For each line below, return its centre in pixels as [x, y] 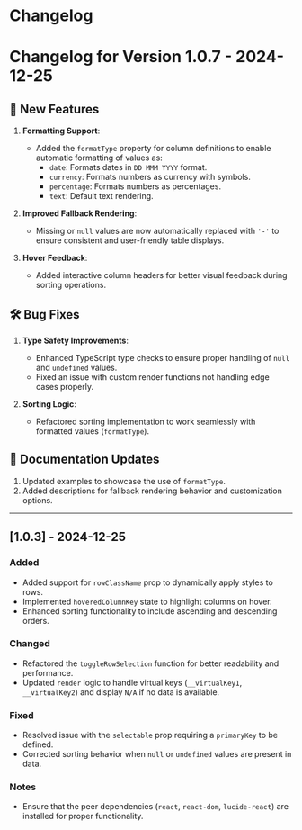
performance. [48, 672]
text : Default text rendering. [102, 196]
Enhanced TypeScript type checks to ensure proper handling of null [163, 358]
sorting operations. [71, 285]
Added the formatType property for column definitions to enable [153, 149]
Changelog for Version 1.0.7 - [121, 57]
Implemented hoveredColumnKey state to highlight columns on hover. [147, 601]
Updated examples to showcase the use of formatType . [124, 481]
